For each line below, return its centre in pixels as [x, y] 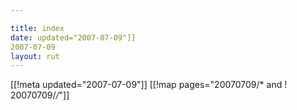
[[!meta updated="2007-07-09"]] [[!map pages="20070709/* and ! [149, 85]
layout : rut [35, 56]
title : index [37, 28]
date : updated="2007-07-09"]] [73, 37]
